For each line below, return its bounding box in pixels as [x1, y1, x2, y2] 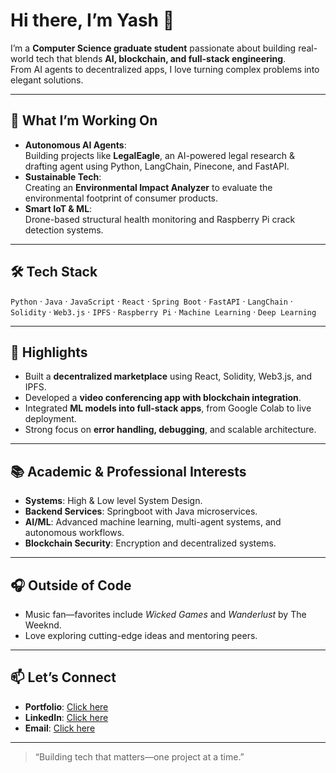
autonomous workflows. [24, 527, 125, 539]
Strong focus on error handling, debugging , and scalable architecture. [24, 424, 317, 436]
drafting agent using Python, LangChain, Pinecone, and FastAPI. [24, 160, 290, 172]
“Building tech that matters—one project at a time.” [34, 750, 245, 763]
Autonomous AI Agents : [24, 139, 127, 151]
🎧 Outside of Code [10, 577, 132, 594]
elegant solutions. [10, 74, 84, 86]
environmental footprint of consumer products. [24, 192, 219, 204]
